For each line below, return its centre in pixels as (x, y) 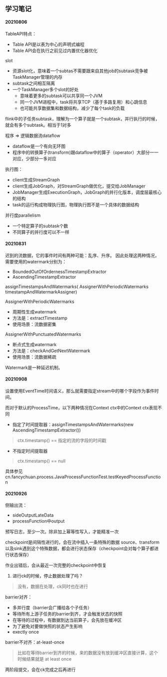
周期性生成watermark (34, 312)
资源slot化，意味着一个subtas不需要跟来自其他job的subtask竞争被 (80, 71)
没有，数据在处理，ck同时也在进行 (53, 586)
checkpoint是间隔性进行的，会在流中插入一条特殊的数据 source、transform (82, 542)
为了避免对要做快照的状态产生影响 (47, 626)
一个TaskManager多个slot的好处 (45, 89)
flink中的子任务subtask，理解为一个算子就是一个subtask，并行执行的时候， (83, 119)
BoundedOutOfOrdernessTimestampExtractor (59, 271)
